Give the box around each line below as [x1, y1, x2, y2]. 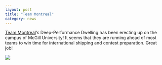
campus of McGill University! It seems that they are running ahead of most [5, 35, 157, 41]
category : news [5, 16, 37, 21]
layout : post [5, 7, 32, 12]
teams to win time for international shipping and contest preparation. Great [5, 40, 157, 46]
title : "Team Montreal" [5, 12, 54, 17]
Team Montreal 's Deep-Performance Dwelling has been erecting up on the [5, 30, 157, 36]
